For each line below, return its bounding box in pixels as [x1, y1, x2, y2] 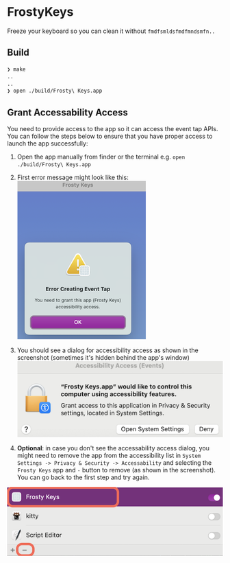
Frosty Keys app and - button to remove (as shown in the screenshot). [16, 466, 216, 474]
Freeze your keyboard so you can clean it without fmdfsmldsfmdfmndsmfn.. [7, 27, 216, 35]
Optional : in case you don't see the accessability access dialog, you [16, 444, 210, 452]
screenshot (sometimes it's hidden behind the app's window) [16, 354, 190, 362]
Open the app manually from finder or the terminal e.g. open [16, 152, 186, 161]
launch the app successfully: [7, 139, 88, 148]
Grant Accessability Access [7, 106, 129, 118]
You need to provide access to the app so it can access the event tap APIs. [7, 125, 218, 133]
